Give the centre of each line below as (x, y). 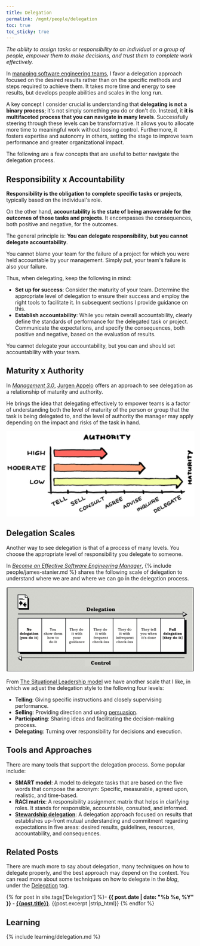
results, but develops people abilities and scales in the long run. (84, 93)
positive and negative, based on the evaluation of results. (85, 334)
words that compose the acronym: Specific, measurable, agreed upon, (101, 789)
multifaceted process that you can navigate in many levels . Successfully (97, 117)
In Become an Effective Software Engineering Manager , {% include (89, 565)
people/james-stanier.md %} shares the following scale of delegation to (94, 572)
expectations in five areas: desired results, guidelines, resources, (95, 827)
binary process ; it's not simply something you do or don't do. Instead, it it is (100, 111)
